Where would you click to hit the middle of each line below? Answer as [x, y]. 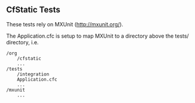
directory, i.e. [22, 42]
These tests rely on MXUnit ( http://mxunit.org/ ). [65, 24]
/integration [33, 74]
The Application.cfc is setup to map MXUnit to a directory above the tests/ [98, 36]
